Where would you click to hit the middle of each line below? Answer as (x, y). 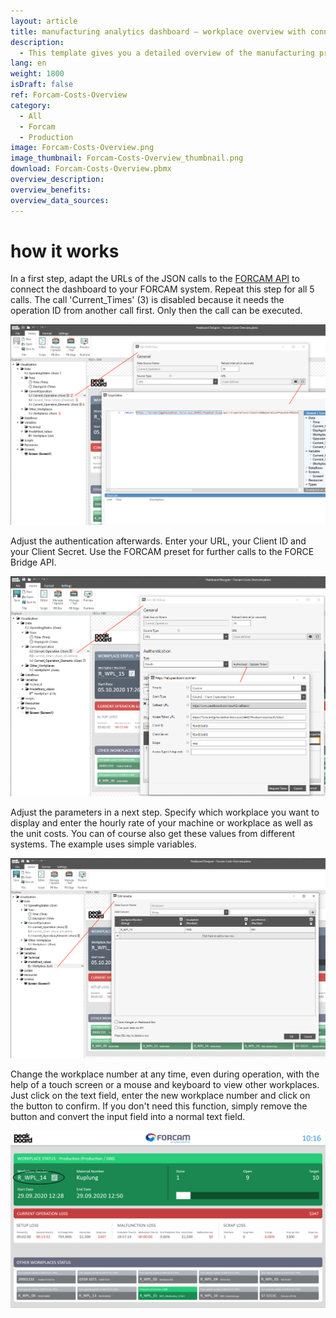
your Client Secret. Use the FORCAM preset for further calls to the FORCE (162, 552)
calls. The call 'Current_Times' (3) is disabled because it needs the (147, 300)
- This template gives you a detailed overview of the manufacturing (167, 53)
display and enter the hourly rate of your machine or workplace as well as (161, 822)
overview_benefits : (51, 190)
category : (31, 105)
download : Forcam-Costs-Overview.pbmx (91, 169)
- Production (46, 137)
